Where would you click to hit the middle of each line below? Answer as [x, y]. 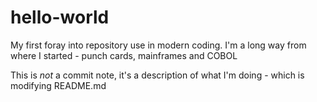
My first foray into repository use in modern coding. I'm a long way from [158, 45]
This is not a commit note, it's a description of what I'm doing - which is [157, 75]
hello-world [60, 17]
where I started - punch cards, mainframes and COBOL [124, 55]
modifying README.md [58, 85]
